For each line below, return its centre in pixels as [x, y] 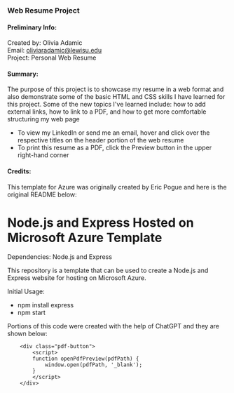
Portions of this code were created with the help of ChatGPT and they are [113, 326]
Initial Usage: [26, 292]
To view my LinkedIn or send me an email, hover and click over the [113, 133]
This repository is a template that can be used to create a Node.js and [108, 271]
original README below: [42, 194]
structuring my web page [44, 119]
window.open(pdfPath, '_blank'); [93, 365]
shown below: [27, 334]
